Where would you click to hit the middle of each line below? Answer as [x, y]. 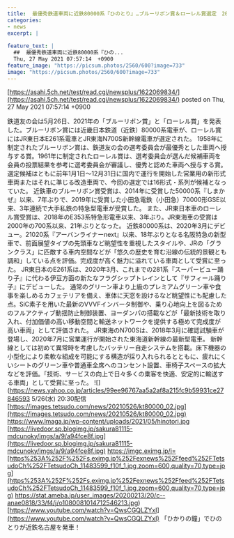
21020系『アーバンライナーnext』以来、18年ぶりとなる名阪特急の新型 [126, 234]
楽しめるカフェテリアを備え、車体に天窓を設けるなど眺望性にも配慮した [123, 295]
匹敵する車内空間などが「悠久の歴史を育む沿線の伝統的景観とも [135, 252]
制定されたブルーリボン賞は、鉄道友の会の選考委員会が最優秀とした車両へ [114, 147]
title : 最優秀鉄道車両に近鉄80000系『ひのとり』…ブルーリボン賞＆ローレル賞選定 [112, 14]
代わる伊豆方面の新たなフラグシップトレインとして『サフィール [123, 278]
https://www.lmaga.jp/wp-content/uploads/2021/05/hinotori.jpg [99, 421]
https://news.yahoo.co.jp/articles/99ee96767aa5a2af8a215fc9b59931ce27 [117, 390]
